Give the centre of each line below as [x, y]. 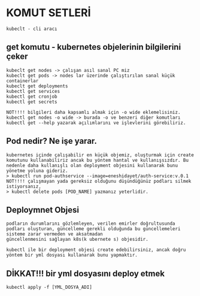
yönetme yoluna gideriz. [37, 171]
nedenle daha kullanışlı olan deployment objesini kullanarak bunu [92, 165]
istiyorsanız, [24, 186]
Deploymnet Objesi [43, 210]
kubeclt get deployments [37, 86]
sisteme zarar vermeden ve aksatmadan [54, 234]
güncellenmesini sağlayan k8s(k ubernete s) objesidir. [77, 240]
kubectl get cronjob [32, 96]
